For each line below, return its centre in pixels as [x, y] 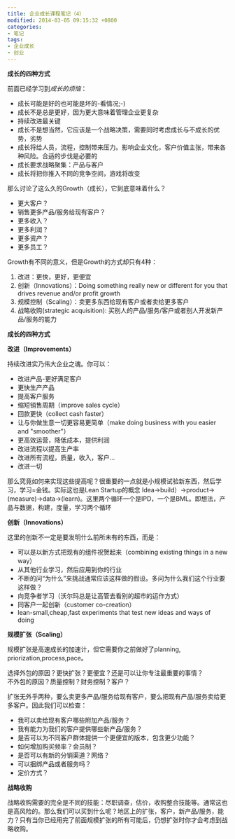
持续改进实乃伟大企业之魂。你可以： [59, 363]
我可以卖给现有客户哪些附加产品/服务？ [74, 720]
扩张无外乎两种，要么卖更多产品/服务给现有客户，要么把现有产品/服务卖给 [114, 696]
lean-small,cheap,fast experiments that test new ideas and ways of [114, 612]
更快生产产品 [36, 387]
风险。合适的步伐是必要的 [60, 155]
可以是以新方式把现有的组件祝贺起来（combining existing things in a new [122, 552]
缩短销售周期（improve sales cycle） [70, 405]
